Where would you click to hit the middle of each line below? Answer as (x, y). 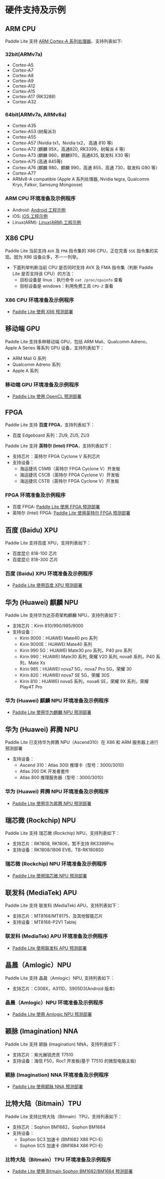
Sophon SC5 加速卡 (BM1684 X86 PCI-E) (61, 1145)
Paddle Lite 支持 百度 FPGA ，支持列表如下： (50, 425)
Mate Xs (37, 663)
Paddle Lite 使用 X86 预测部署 (42, 312)
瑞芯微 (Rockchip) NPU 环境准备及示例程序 (56, 864)
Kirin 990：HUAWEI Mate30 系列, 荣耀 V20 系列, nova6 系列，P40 (87, 657)
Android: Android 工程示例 (39, 210)
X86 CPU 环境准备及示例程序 (40, 300)
